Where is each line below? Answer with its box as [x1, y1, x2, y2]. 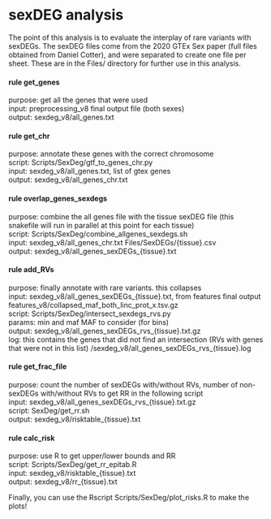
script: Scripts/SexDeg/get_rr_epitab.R [8, 460, 137, 469]
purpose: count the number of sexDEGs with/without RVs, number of [8, 379, 238, 389]
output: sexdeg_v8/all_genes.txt [8, 112, 115, 123]
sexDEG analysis [8, 6, 124, 24]
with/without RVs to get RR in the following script [40, 388, 204, 398]
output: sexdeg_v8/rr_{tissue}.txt [8, 477, 118, 487]
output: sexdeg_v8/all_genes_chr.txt [8, 175, 128, 184]
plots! [8, 501, 28, 511]
